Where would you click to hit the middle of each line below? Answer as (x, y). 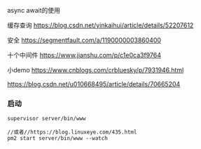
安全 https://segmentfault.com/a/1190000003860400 (84, 40)
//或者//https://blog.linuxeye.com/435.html (72, 132)
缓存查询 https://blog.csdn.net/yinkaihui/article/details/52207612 (100, 25)
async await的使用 (34, 10)
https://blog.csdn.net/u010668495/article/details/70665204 (94, 84)
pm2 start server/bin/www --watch (58, 138)
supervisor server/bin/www (47, 119)
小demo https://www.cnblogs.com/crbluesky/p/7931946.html (96, 70)
